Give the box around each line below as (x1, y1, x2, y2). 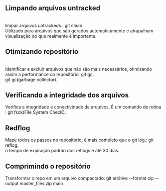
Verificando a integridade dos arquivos (5, 91, 129, 99)
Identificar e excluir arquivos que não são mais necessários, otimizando (5, 66, 152, 72)
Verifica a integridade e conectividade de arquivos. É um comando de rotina (5, 104, 162, 110)
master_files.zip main (19, 181, 63, 187)
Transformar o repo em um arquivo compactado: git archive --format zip (5, 175, 154, 181)
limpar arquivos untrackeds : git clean (5, 22, 83, 28)
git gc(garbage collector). (5, 77, 58, 83)
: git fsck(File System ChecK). (5, 109, 66, 115)
